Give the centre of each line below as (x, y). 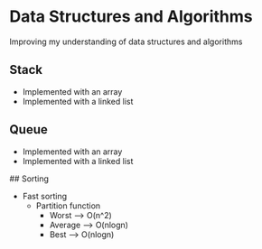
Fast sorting (45, 196)
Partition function (68, 206)
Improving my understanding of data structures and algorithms (126, 41)
